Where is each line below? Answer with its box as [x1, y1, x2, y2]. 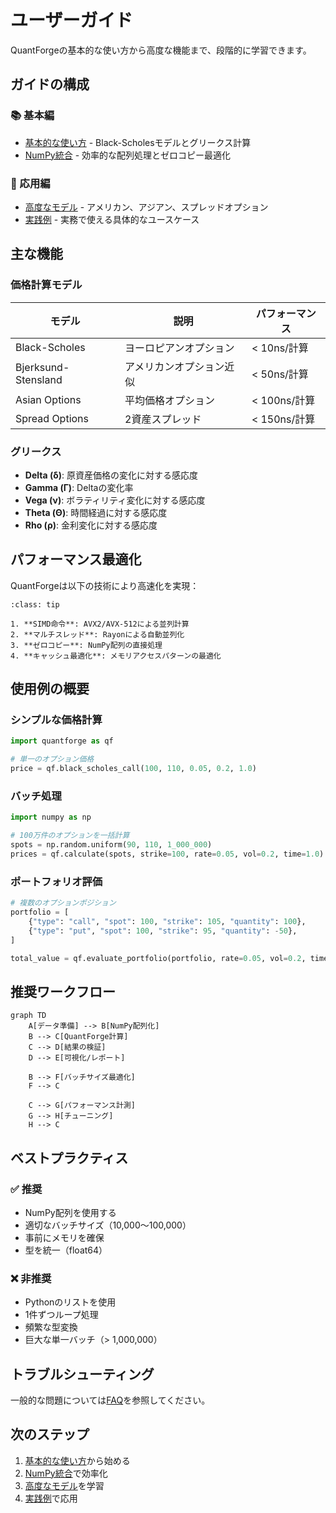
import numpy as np [10, 812, 92, 823]
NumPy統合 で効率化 [24, 1467, 108, 1479]
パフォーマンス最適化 [10, 551, 142, 568]
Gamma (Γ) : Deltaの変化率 [24, 481, 134, 493]
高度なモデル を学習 [24, 1479, 105, 1491]
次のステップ [10, 1426, 90, 1443]
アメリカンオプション [124, 359, 225, 373]
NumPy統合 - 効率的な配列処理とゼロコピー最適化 [24, 149, 232, 161]
